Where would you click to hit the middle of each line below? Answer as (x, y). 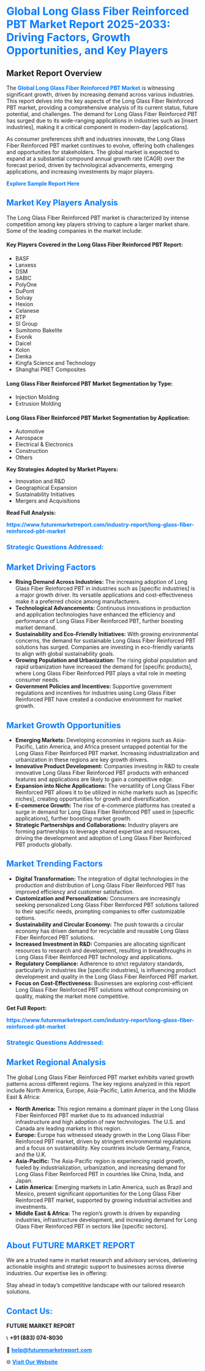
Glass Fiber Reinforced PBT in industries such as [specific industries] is (105, 589)
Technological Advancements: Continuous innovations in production (103, 608)
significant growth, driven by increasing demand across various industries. (100, 94)
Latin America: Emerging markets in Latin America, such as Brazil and (104, 1187)
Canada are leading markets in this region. (69, 1128)
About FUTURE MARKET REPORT (71, 1245)
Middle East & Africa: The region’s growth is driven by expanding (98, 1213)
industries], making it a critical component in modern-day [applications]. (97, 127)
